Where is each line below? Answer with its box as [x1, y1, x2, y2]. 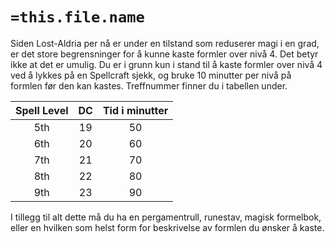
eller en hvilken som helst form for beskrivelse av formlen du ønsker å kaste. [10, 221, 325, 233]
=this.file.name [10, 8, 145, 27]
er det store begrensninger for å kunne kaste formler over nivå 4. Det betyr [10, 48, 319, 60]
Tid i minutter [102, 103, 169, 117]
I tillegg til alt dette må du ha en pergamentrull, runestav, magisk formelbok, [10, 211, 322, 223]
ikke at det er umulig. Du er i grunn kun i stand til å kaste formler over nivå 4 [10, 58, 323, 70]
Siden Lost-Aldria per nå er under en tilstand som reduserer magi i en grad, [10, 37, 320, 49]
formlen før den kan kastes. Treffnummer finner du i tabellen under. [10, 79, 288, 92]
